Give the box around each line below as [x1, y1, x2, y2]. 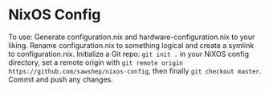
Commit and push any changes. [8, 74, 114, 84]
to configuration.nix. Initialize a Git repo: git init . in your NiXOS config [8, 49, 249, 58]
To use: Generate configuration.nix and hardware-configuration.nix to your [8, 32, 255, 42]
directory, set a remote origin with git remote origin [8, 58, 183, 67]
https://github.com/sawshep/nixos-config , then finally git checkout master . [8, 66, 262, 75]
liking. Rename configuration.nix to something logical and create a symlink [8, 40, 255, 50]
